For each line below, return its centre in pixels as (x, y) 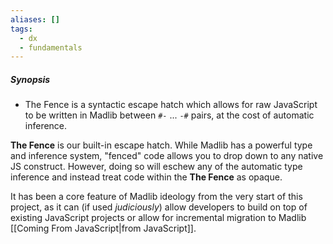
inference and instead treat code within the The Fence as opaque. (146, 177)
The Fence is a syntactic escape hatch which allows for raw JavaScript (171, 105)
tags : (21, 29)
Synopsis (30, 79)
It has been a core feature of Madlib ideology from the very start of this (156, 197)
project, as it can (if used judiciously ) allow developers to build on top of (159, 207)
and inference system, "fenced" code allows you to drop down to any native (167, 156)
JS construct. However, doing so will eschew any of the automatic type (156, 167)
